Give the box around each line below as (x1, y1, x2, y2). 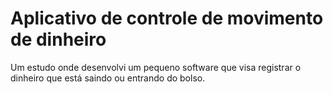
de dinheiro (10, 28, 107, 51)
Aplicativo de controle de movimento (10, 7, 324, 30)
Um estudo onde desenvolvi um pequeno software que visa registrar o (10, 61, 302, 73)
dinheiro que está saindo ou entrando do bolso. (10, 72, 206, 84)
